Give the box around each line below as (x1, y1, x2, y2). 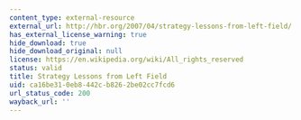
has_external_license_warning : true (9, 30, 147, 39)
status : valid (9, 64, 63, 73)
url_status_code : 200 (9, 88, 91, 97)
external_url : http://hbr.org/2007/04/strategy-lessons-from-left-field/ (9, 22, 293, 31)
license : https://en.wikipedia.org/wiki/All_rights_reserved (9, 55, 244, 64)
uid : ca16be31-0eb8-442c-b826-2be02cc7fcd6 (9, 80, 176, 89)
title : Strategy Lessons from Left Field (9, 72, 168, 81)
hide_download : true (9, 38, 87, 48)
